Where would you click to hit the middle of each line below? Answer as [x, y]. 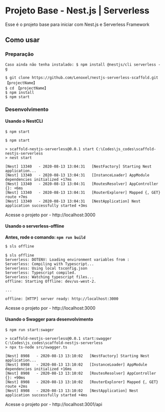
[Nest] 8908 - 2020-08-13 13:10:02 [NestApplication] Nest [72, 391]
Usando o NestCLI [24, 121]
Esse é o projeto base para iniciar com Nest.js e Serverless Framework [77, 24]
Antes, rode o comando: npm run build [45, 237]
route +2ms [16, 387]
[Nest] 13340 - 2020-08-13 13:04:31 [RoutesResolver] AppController [82, 184]
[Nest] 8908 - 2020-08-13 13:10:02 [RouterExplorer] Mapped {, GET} [82, 382]
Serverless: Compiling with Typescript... [50, 264]
